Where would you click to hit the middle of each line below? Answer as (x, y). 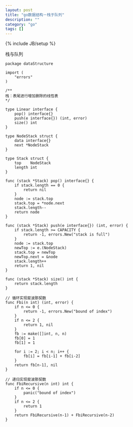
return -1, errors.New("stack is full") (67, 235)
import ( (14, 73)
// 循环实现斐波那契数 (26, 298)
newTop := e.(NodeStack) (41, 248)
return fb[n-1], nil (36, 365)
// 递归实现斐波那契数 (26, 379)
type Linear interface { (31, 110)
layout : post (19, 10)
